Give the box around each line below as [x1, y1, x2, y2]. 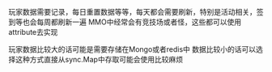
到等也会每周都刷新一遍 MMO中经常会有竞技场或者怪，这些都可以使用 [8, 17, 241, 27]
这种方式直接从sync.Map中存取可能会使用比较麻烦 [15, 55, 184, 64]
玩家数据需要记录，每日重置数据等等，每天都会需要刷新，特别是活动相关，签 [8, 7, 264, 16]
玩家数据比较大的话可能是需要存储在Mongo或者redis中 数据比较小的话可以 [8, 44, 257, 54]
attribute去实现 [8, 28, 58, 36]
